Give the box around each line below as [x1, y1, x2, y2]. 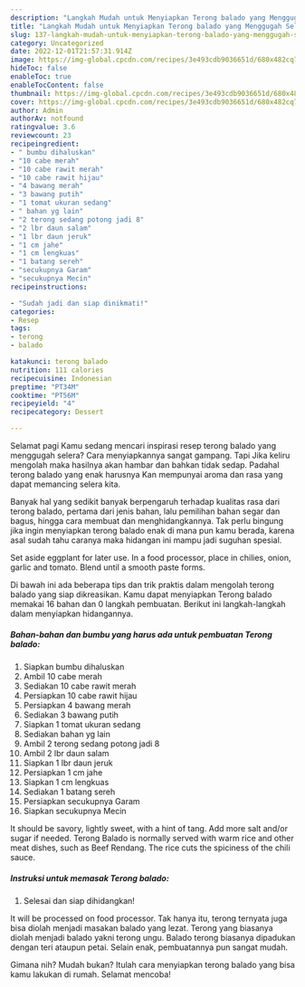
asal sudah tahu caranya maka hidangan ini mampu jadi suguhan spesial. [10, 535, 282, 546]
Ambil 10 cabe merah [23, 670, 102, 681]
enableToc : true [10, 72, 71, 81]
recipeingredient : [10, 139, 80, 148]
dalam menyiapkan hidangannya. [10, 608, 134, 619]
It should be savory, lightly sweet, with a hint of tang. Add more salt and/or [10, 822, 289, 833]
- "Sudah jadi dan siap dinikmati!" [10, 299, 148, 308]
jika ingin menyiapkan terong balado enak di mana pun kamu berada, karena [10, 526, 295, 536]
